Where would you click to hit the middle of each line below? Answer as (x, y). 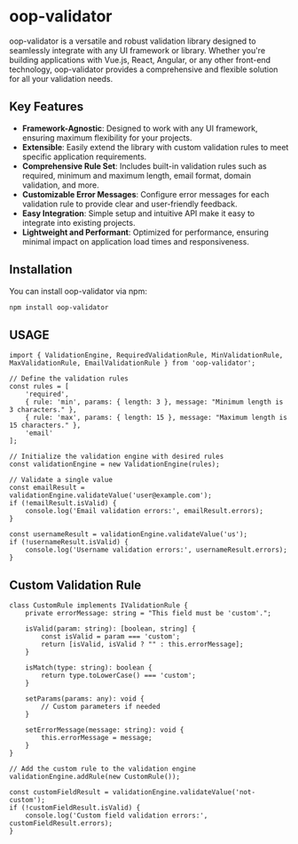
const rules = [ (39, 387)
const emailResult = (47, 488)
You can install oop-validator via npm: (78, 291)
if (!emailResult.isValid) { (63, 503)
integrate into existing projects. (78, 222)
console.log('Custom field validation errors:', (117, 816)
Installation (41, 270)
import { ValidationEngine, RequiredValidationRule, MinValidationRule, (146, 356)
